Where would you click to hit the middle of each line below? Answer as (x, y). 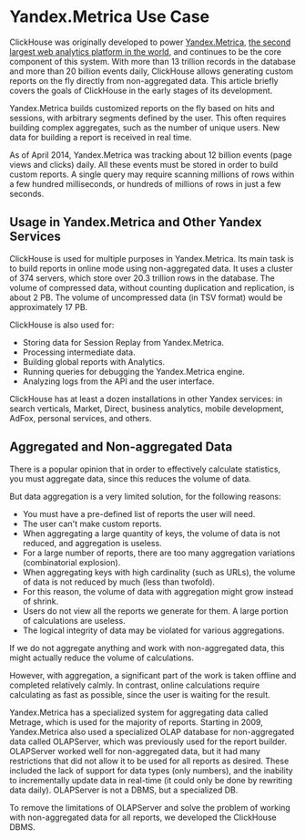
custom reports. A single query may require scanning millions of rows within (152, 174)
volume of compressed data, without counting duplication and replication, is (152, 287)
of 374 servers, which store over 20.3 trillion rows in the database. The (142, 278)
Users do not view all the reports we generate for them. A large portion (155, 611)
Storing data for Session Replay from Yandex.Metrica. (123, 342)
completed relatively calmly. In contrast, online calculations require (135, 685)
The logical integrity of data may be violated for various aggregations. (153, 630)
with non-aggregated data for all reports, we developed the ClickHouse (143, 817)
